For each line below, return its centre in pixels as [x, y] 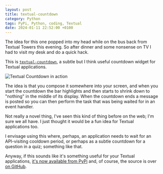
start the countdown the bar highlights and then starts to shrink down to [78, 91]
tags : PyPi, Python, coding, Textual [44, 23]
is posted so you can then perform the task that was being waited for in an [80, 101]
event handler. [20, 107]
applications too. [22, 127]
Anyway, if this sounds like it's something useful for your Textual [70, 156]
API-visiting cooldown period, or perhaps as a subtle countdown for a [75, 141]
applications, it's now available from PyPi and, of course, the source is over [81, 161]
